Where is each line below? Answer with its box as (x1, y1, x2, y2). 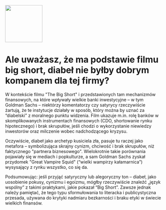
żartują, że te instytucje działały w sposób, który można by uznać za (5, 107, 145, 113)
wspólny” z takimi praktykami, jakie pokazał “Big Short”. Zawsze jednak (5, 184, 151, 190)
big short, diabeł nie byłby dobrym (5, 64, 150, 76)
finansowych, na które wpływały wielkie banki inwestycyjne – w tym (5, 97, 144, 103)
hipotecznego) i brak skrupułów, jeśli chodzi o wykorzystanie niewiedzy (5, 123, 152, 129)
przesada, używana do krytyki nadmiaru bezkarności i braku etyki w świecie (5, 195, 162, 201)
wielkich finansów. (5, 200, 43, 206)
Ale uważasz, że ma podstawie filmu (5, 54, 159, 65)
